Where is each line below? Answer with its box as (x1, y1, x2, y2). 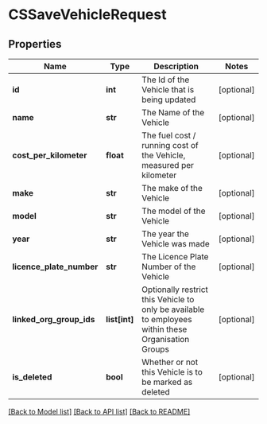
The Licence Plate (141, 251, 209, 262)
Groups (141, 344, 169, 355)
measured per (141, 160, 195, 170)
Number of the (141, 261, 196, 272)
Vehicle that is (141, 84, 195, 95)
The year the (141, 228, 189, 239)
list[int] (106, 314, 134, 325)
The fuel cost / (141, 130, 196, 141)
